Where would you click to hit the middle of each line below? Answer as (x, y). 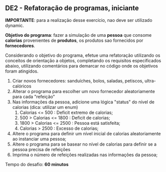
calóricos (22, 86)
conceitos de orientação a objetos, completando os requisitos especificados (83, 60)
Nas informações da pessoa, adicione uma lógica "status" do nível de (83, 102)
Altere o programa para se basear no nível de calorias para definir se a (84, 144)
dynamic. (15, 25)
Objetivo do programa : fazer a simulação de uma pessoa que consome (79, 35)
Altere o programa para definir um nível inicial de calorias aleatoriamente (86, 133)
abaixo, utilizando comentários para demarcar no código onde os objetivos (82, 66)
